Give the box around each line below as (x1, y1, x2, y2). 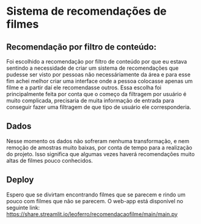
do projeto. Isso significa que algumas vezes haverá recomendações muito (6, 150, 195, 157)
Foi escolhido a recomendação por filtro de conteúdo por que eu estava (6, 58, 188, 65)
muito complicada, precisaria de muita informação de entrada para (6, 97, 174, 104)
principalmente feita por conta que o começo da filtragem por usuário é (6, 91, 187, 97)
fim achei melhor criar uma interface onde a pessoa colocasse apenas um (6, 78, 193, 84)
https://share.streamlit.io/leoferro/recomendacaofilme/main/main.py (6, 210, 178, 218)
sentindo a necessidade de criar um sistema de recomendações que (6, 64, 179, 72)
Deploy (6, 174, 34, 185)
